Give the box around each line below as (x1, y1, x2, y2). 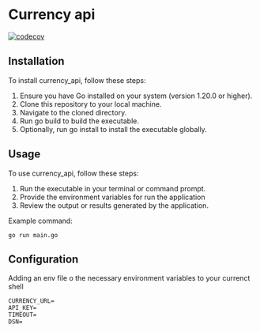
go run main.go (8, 231, 58, 239)
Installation (8, 55, 65, 68)
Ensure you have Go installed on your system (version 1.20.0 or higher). (19, 91, 253, 100)
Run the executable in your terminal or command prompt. (19, 183, 206, 193)
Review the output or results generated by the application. (19, 200, 209, 210)
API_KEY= (8, 304, 37, 312)
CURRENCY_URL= (8, 297, 55, 305)
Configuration (8, 252, 79, 266)
